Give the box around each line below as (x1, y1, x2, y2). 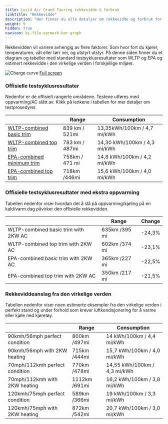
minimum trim (7, 159, 40, 166)
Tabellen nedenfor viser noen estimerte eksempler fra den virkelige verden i (5, 301, 161, 307)
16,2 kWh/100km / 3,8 (105, 375, 160, 382)
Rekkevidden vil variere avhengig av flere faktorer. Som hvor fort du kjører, (5, 44, 158, 50)
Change (140, 217, 160, 224)
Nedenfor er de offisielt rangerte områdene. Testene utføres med (5, 93, 139, 100)
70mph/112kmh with (7, 375, 58, 382)
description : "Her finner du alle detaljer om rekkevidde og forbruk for (5, 16, 162, 21)
